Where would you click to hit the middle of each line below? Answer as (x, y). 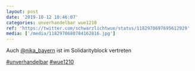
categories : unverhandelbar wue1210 (51, 22)
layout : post (22, 12)
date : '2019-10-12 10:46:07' (42, 17)
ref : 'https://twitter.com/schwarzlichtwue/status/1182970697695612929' (98, 28)
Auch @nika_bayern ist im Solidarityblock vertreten (69, 50)
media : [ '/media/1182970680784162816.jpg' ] (61, 34)
